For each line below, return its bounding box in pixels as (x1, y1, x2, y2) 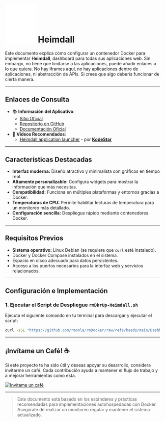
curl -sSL (5, 328, 26, 333)
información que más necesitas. (12, 184, 77, 190)
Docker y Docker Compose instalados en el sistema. (12, 252, 118, 258)
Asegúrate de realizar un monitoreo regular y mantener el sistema (17, 407, 150, 413)
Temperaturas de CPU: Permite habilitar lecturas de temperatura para (12, 199, 154, 205)
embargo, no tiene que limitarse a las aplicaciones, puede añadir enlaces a (5, 61, 156, 67)
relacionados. (12, 268, 40, 274)
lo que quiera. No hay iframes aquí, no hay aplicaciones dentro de (5, 66, 138, 72)
